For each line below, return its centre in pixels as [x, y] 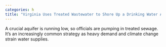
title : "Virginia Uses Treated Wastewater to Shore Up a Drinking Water [82, 14]
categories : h [20, 10]
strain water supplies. [27, 39]
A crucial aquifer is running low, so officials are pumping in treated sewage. [82, 28]
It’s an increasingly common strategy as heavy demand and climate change [82, 34]
